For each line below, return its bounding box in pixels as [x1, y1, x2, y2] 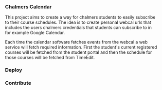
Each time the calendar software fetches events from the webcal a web [5, 39, 148, 45]
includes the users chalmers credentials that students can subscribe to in [5, 25, 152, 30]
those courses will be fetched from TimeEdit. [5, 55, 95, 60]
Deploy [5, 67, 22, 74]
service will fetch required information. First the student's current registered [5, 45, 157, 50]
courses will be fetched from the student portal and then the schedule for [5, 49, 152, 55]
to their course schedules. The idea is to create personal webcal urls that [5, 19, 152, 25]
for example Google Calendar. [5, 30, 65, 36]
